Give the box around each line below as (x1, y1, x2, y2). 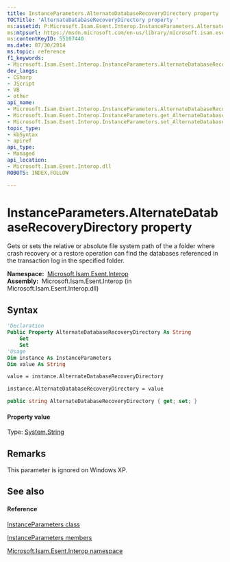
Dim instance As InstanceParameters (7, 354, 112, 361)
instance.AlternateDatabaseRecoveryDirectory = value (7, 385, 164, 393)
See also (7, 486, 44, 498)
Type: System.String (7, 428, 65, 436)
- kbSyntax (7, 131, 38, 138)
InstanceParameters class (7, 520, 80, 528)
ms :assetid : (7, 23, 41, 29)
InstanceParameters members (7, 533, 92, 541)
